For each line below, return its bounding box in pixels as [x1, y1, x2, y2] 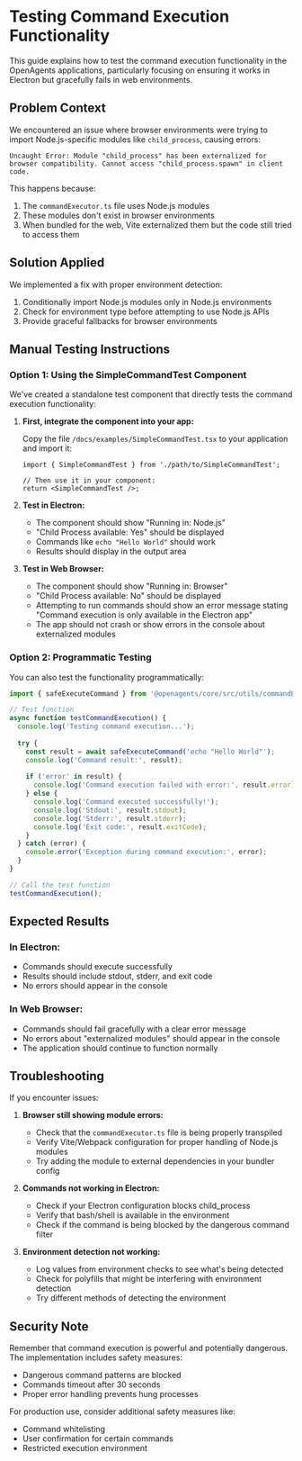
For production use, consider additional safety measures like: [9, 1406, 235, 1417]
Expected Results [9, 914, 110, 929]
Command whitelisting [22, 1424, 106, 1435]
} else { [25, 789, 58, 798]
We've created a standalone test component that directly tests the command [9, 389, 293, 400]
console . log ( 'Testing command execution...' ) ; [17, 722, 195, 731]
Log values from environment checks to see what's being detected [35, 1264, 284, 1275]
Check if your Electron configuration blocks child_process [35, 1200, 251, 1212]
